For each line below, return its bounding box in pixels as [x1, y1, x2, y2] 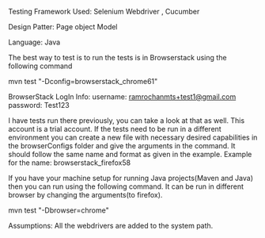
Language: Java [8, 37, 61, 47]
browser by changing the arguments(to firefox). [8, 190, 163, 199]
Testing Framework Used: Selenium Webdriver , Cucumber [8, 7, 200, 16]
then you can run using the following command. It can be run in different [8, 182, 244, 191]
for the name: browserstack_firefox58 [8, 158, 131, 167]
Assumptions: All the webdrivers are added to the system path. [8, 221, 214, 230]
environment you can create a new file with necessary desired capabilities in [8, 132, 258, 142]
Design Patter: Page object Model [8, 22, 118, 31]
